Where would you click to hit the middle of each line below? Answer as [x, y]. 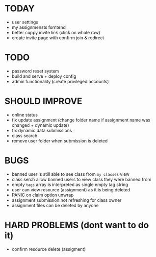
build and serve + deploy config [44, 76]
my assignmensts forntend [39, 27]
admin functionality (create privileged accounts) [60, 81]
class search [25, 136]
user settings [25, 22]
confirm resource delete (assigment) [49, 249]
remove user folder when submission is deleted [60, 140]
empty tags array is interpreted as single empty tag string [70, 185]
